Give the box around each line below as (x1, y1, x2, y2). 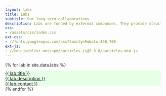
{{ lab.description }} (5, 75, 45, 81)
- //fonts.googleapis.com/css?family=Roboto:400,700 (5, 39, 116, 44)
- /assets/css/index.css (5, 30, 56, 35)
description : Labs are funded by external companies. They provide (5, 21, 147, 26)
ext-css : (5, 35, 23, 40)
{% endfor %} (5, 86, 34, 92)
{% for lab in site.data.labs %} (5, 62, 66, 68)
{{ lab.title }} (5, 70, 30, 76)
